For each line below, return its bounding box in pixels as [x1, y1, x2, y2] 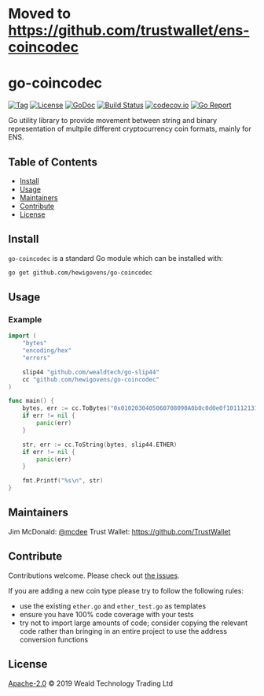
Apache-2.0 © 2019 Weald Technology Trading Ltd [8, 679, 174, 688]
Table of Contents [8, 155, 98, 169]
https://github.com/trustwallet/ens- [8, 21, 250, 39]
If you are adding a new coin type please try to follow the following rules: [8, 586, 244, 595]
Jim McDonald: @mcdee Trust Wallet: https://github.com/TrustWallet [8, 527, 231, 536]
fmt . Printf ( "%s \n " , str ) [22, 477, 104, 485]
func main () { [8, 397, 55, 405]
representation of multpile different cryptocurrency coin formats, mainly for [8, 124, 251, 134]
